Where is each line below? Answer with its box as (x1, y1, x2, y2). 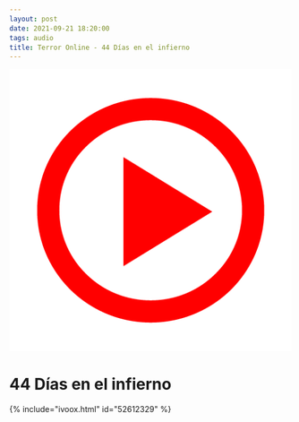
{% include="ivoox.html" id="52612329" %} (9, 404, 172, 415)
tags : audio (9, 33, 54, 42)
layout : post (9, 14, 58, 23)
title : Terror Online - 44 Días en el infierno (9, 43, 191, 52)
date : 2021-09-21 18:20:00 (9, 23, 110, 33)
